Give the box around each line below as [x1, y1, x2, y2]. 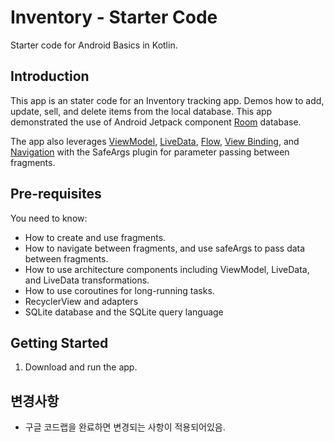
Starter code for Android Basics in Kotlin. [10, 39, 178, 51]
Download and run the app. [24, 361, 138, 373]
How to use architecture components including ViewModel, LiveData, [24, 263, 310, 275]
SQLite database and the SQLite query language [24, 306, 224, 318]
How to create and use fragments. [24, 231, 167, 243]
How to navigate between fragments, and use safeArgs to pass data [24, 242, 306, 254]
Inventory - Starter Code [10, 6, 218, 29]
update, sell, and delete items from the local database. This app [10, 105, 273, 117]
